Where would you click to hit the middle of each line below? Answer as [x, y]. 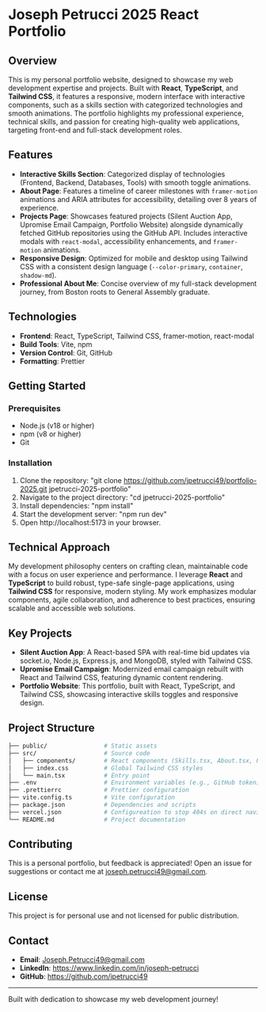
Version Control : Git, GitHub [66, 352]
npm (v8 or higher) [50, 434]
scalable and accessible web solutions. [72, 608]
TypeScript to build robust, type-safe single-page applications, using [122, 583]
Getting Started [47, 386]
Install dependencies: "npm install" [76, 505]
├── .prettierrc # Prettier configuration [99, 790]
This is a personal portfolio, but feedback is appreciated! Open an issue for [130, 863]
